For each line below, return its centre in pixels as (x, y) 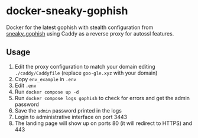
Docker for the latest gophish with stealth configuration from (80, 27)
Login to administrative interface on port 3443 (71, 117)
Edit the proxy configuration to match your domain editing (85, 66)
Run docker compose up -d (47, 92)
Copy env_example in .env (46, 79)
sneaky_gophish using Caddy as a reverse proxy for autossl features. (90, 33)
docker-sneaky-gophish (67, 11)
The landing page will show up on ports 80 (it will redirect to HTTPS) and (103, 123)
